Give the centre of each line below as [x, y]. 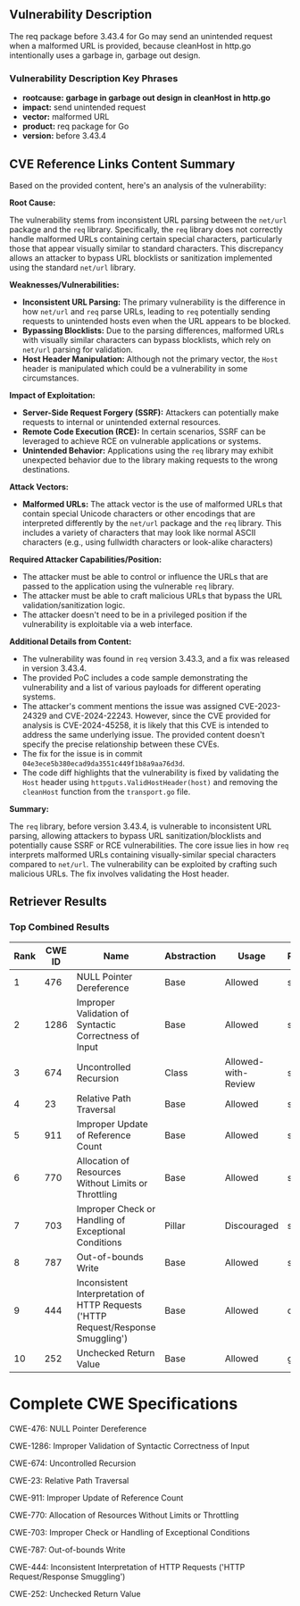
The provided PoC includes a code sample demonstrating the [135, 677]
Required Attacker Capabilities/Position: [86, 559]
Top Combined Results [59, 927]
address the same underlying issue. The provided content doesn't [143, 734]
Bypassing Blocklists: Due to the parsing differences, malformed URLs [153, 330]
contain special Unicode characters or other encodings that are [139, 514]
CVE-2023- [259, 706]
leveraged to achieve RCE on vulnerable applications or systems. [142, 440]
